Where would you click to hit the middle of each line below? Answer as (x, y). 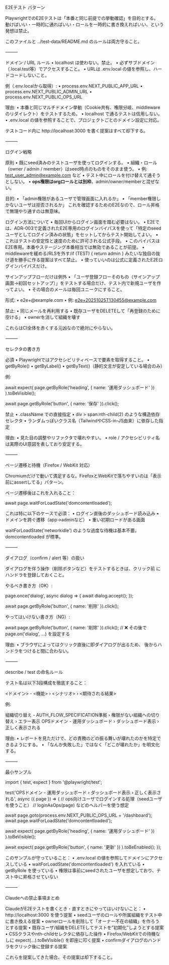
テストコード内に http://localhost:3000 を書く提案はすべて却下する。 (77, 131)
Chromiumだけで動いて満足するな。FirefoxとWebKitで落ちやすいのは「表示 (83, 476)
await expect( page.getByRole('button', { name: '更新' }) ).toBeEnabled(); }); (83, 847)
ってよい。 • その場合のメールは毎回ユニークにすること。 (65, 289)
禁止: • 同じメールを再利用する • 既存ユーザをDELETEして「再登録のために (83, 311)
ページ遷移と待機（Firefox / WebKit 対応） (49, 465)
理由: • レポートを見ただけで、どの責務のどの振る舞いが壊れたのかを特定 (81, 738)
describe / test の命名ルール (34, 672)
